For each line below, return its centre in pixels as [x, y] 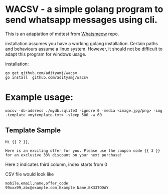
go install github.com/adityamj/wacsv [47, 77]
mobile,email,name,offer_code [37, 183]
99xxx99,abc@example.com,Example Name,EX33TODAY [57, 187]
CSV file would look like [30, 174]
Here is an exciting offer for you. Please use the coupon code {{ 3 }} [83, 151]
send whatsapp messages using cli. [81, 20]
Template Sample [33, 131]
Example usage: [39, 97]
